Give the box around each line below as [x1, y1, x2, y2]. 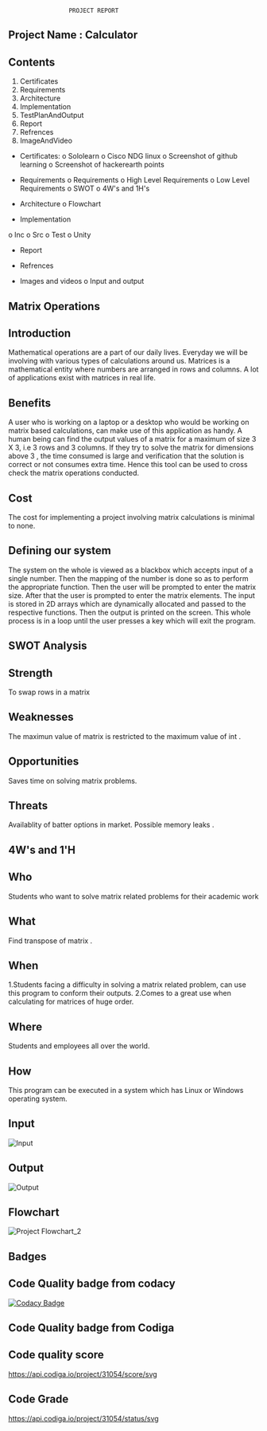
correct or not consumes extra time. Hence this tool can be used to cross [8, 460, 248, 470]
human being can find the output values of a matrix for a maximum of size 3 [8, 434, 257, 444]
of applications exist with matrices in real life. [8, 373, 157, 383]
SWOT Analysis [8, 639, 87, 653]
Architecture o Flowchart [19, 199, 102, 209]
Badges [8, 1249, 47, 1263]
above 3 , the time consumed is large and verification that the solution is [8, 451, 245, 461]
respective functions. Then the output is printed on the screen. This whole [8, 607, 251, 617]
